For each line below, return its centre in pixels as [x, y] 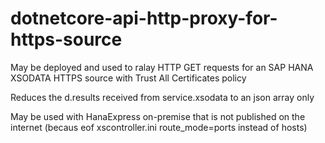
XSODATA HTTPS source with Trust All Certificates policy [128, 78]
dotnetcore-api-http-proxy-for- [144, 18]
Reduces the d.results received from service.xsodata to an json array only [162, 97]
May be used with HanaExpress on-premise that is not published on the [158, 116]
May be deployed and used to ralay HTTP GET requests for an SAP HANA [162, 67]
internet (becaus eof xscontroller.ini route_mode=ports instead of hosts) [159, 127]
